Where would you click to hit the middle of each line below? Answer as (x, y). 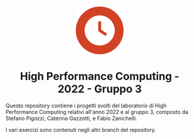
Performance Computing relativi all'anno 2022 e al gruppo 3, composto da (97, 112)
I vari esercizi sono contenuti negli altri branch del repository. (81, 129)
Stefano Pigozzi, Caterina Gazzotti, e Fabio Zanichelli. (72, 118)
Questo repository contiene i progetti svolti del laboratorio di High (86, 106)
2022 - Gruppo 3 (100, 89)
